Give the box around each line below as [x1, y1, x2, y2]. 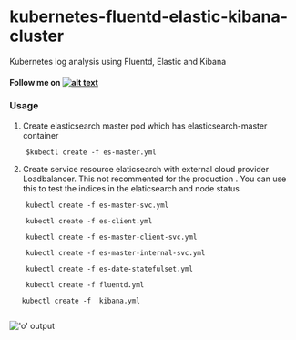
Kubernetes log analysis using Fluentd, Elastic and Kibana [9, 56, 227, 67]
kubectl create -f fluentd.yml [26, 280, 145, 289]
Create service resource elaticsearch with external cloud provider [22, 163, 270, 174]
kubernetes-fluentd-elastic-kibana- [9, 6, 289, 27]
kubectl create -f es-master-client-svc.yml [26, 232, 198, 242]
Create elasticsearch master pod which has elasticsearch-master [22, 120, 268, 131]
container [22, 129, 59, 140]
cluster [9, 26, 65, 46]
